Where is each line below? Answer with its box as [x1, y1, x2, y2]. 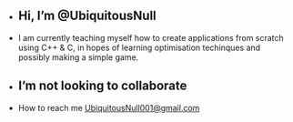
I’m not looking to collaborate [17, 78, 187, 94]
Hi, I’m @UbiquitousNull [17, 8, 157, 24]
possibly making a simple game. [17, 51, 139, 63]
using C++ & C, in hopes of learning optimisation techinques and [17, 42, 261, 53]
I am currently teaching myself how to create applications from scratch [17, 32, 284, 43]
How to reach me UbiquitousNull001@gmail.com [17, 102, 200, 113]
